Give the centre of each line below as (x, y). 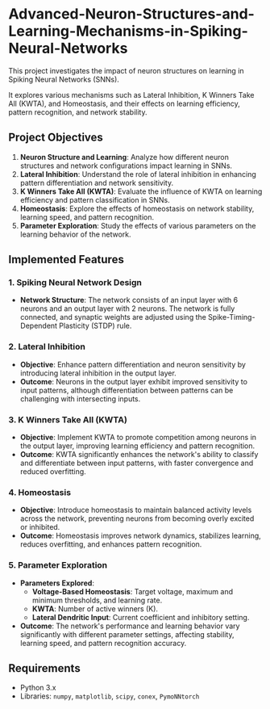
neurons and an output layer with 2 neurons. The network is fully (127, 308)
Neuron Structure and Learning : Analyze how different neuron (125, 157)
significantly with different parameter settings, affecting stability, (127, 634)
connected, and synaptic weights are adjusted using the (113, 317)
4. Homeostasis (39, 492)
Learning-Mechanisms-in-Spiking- (128, 31)
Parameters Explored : (57, 583)
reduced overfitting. (53, 472)
